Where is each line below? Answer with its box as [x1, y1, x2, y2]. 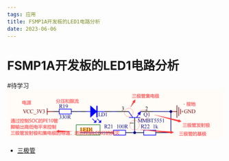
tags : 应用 [7, 11, 36, 18]
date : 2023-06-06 [7, 25, 57, 32]
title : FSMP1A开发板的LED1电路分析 [7, 18, 101, 25]
